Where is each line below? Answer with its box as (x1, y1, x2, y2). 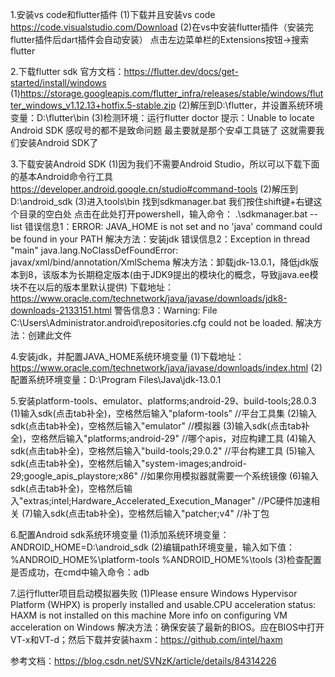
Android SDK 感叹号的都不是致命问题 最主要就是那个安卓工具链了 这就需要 (10, 124, 317, 136)
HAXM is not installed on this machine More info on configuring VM (10, 609, 288, 621)
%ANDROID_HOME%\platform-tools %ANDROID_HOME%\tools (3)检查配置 (10, 554, 322, 565)
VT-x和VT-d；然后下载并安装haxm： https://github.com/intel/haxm (10, 634, 283, 645)
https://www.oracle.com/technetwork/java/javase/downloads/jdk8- (10, 293, 288, 304)
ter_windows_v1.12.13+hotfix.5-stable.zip (10, 99, 177, 111)
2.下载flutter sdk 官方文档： (10, 66, 125, 77)
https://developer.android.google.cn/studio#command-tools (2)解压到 (10, 183, 298, 195)
